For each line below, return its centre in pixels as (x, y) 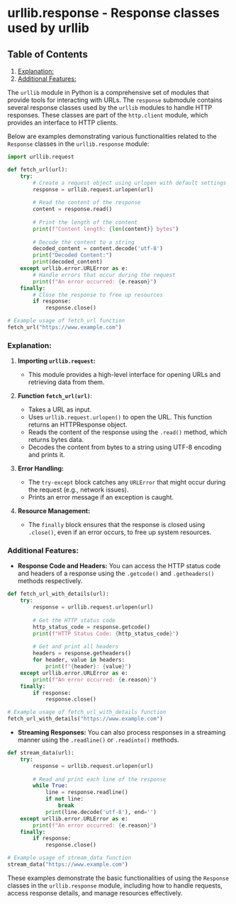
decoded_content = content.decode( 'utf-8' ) (98, 249)
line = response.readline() (87, 792)
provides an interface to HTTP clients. (63, 123)
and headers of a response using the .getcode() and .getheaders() (116, 574)
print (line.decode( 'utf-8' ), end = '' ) (101, 812)
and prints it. (46, 455)
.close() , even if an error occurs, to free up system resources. (120, 532)
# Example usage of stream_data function (69, 858)
